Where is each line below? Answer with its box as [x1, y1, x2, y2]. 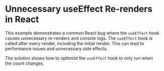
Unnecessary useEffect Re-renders [5, 3, 153, 15]
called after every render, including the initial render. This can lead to [5, 40, 144, 46]
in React [5, 14, 39, 25]
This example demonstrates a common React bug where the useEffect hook [5, 30, 160, 36]
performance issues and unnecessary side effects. [5, 46, 108, 51]
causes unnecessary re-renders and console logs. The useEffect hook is [5, 35, 153, 41]
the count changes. [5, 60, 44, 66]
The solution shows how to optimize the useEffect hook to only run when [5, 55, 153, 61]
